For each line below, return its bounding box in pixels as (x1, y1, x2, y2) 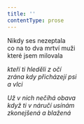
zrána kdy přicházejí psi (7, 72, 77, 81)
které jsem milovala (7, 51, 63, 60)
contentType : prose (7, 17, 64, 24)
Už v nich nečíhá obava (7, 93, 76, 102)
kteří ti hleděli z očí (7, 65, 62, 73)
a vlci (7, 80, 23, 88)
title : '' (7, 10, 36, 18)
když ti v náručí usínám (7, 101, 75, 109)
